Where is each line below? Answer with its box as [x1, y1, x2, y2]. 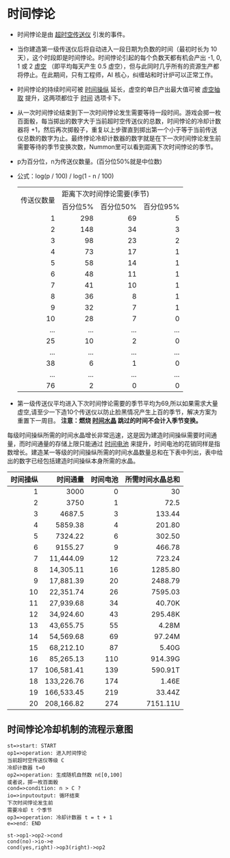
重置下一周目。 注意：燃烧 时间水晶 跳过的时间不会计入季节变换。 [16, 416, 202, 424]
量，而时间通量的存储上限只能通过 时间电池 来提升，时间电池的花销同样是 [7, 439, 214, 448]
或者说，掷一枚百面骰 [7, 778, 58, 786]
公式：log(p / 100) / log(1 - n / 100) [16, 172, 114, 180]
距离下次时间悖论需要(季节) [61, 189, 150, 198]
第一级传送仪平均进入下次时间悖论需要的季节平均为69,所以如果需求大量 [16, 399, 218, 407]
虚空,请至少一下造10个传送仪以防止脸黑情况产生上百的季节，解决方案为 [16, 408, 218, 416]
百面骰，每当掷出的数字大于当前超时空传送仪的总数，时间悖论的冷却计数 [16, 117, 221, 125]
